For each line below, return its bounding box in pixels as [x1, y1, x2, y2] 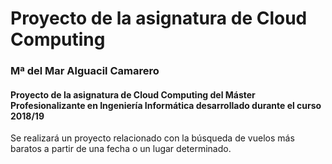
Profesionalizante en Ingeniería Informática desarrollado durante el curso [10, 99, 322, 111]
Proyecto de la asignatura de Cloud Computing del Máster [10, 88, 256, 101]
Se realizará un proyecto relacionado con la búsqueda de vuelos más [10, 132, 295, 144]
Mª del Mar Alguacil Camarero [10, 64, 160, 78]
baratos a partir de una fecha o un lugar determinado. [10, 143, 232, 155]
